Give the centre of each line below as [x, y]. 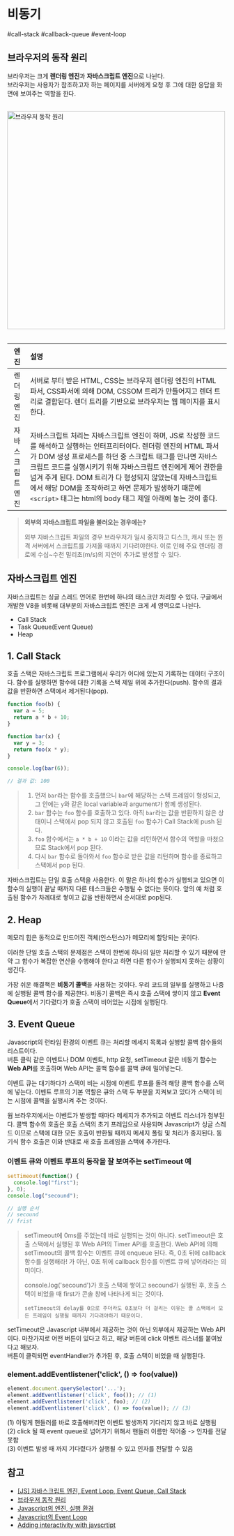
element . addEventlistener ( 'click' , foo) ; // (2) [79, 1402]
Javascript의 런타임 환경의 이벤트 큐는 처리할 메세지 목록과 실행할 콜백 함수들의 [115, 1042]
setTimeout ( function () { [43, 1177]
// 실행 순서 [23, 1208]
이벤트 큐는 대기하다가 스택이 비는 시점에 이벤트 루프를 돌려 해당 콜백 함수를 [109, 1083]
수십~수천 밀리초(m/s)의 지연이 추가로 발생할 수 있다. [109, 554]
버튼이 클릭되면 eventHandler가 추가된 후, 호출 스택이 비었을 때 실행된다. [106, 1356]
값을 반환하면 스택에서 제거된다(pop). [58, 691]
